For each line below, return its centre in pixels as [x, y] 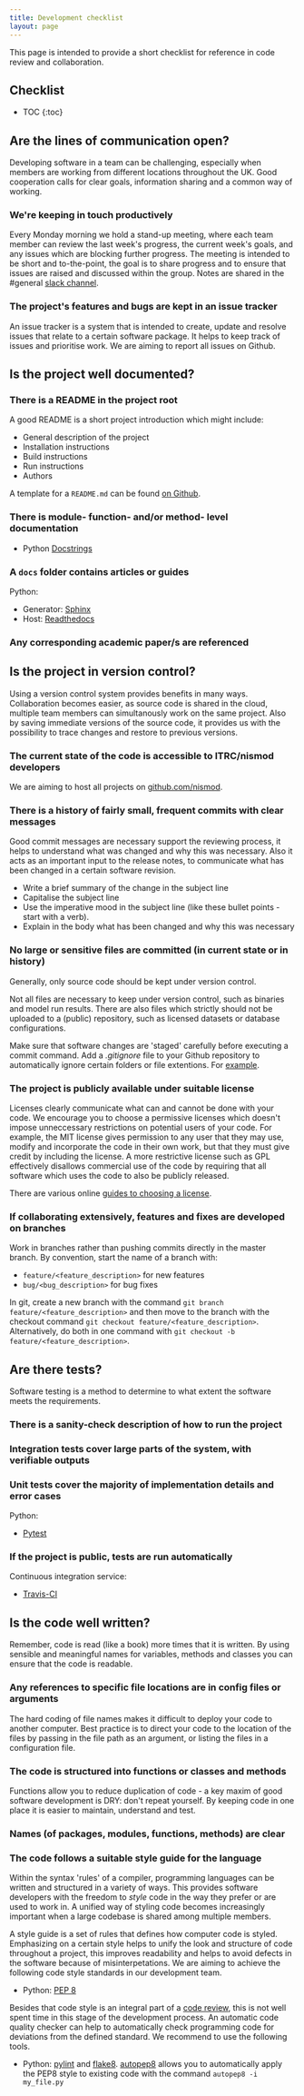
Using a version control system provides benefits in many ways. [129, 693]
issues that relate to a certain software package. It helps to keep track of [145, 336]
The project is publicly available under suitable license [132, 1088]
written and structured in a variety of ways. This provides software [134, 1888]
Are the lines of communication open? [119, 140]
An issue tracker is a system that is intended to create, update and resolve [148, 326]
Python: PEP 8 [49, 1991]
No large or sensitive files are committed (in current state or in [149, 950]
